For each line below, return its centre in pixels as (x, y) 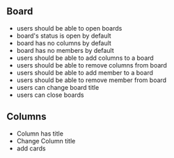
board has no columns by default (64, 43)
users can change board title (58, 87)
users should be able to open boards (69, 28)
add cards (31, 148)
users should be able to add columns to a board (85, 58)
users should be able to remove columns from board (92, 65)
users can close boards (50, 95)
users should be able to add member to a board (85, 72)
